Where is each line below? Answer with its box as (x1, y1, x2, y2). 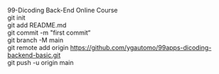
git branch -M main (7, 36, 64, 44)
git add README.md (7, 21, 67, 29)
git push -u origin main (7, 58, 74, 66)
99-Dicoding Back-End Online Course (7, 6, 119, 14)
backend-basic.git (7, 51, 61, 59)
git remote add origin (7, 44, 69, 51)
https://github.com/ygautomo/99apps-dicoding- (70, 44, 212, 51)
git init (7, 13, 26, 22)
